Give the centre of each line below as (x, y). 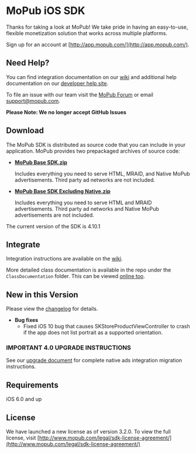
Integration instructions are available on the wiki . (64, 259)
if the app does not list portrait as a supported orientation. (93, 332)
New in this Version (42, 295)
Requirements (32, 385)
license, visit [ (23, 438)
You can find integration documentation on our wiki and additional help (91, 77)
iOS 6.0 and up (24, 399)
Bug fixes (26, 320)
